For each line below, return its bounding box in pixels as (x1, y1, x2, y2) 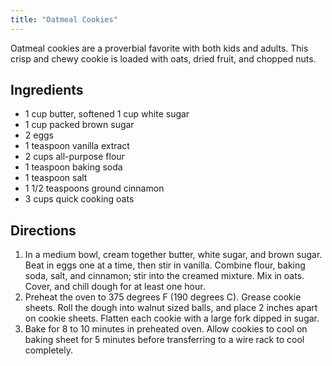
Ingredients (10, 82, 84, 99)
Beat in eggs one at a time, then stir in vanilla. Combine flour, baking (24, 259, 306, 271)
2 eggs (24, 129, 54, 141)
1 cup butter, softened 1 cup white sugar (24, 108, 190, 120)
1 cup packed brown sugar (24, 119, 135, 131)
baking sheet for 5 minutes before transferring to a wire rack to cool (24, 334, 305, 346)
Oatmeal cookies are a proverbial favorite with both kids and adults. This (10, 42, 309, 54)
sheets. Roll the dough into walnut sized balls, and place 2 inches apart (24, 302, 318, 314)
